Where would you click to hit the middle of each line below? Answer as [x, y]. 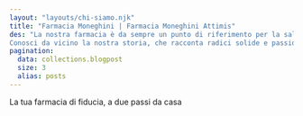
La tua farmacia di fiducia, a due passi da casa [96, 102]
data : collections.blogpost [70, 59]
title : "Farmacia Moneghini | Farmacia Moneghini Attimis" [123, 26]
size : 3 [32, 68]
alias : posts [42, 76]
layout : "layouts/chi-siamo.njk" [72, 18]
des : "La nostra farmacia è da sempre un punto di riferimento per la [145, 34]
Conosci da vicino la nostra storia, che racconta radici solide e [139, 43]
